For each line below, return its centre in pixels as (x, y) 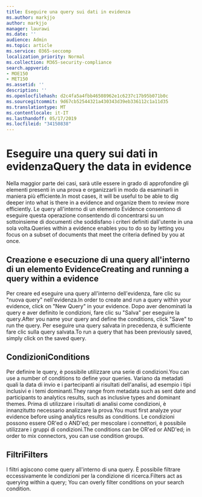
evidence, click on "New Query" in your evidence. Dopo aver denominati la (99, 306)
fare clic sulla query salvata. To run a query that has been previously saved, (99, 332)
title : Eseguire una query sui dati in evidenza (68, 12)
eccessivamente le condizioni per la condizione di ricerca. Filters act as (94, 476)
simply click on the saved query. (46, 338)
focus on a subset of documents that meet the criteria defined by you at (96, 235)
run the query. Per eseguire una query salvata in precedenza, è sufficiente (99, 325)
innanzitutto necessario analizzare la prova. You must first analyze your (94, 410)
